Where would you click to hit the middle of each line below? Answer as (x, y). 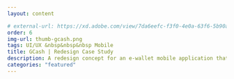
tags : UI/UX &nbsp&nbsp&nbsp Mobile (60, 46)
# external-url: (31, 26)
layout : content (31, 14)
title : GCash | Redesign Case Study (60, 52)
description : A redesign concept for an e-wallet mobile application (110, 59)
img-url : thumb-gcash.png (45, 39)
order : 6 (20, 33)
